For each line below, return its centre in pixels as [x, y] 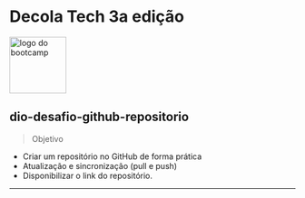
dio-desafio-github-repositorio [99, 117]
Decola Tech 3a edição [97, 17]
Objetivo [47, 138]
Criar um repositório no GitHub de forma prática [112, 156]
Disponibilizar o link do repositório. [87, 175]
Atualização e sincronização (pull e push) [100, 165]
